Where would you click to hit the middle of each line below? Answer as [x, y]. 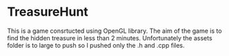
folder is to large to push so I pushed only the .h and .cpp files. [96, 45]
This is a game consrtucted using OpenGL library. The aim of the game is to [114, 31]
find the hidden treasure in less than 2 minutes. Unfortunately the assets [110, 38]
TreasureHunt [48, 12]
